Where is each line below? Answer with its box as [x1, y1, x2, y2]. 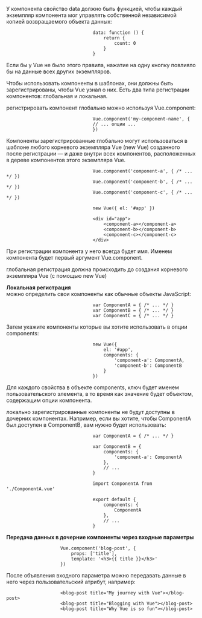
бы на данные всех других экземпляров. [6, 68, 112, 75]
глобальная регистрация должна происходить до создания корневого [6, 266, 188, 273]
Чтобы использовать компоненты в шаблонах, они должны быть [6, 80, 174, 87]
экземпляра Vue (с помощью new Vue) [6, 272, 107, 279]
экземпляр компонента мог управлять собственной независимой [6, 12, 177, 19]
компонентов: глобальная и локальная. [6, 93, 108, 99]
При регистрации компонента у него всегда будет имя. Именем [6, 248, 172, 255]
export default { [92, 496, 136, 502]
